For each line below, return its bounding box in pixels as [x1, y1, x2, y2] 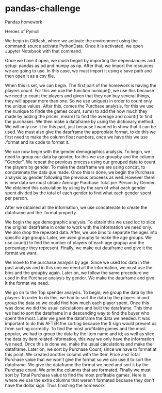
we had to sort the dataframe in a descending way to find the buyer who [5, 310, 149, 316]
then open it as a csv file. [5, 73, 55, 79]
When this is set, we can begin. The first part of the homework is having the [5, 82, 157, 88]
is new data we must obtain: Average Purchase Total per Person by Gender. [5, 179, 156, 185]
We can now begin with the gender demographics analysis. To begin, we [5, 149, 150, 154]
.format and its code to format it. [5, 139, 70, 145]
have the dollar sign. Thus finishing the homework [5, 382, 105, 388]
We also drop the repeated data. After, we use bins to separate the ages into [5, 229, 158, 235]
